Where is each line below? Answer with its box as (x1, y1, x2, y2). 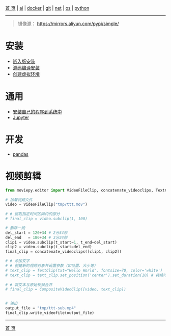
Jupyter (12, 114, 30, 121)
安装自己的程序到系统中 (12, 108, 62, 114)
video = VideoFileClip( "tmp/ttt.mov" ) (5, 202, 88, 207)
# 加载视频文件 (5, 197, 33, 202)
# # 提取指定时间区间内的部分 (5, 211, 60, 217)
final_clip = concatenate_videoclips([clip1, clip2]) (5, 249, 122, 254)
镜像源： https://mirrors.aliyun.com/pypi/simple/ (17, 20, 119, 27)
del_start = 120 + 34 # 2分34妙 (5, 230, 68, 235)
